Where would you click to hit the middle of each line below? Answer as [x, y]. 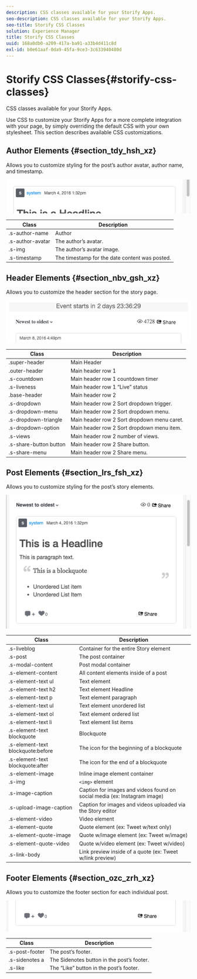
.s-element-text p [30, 698]
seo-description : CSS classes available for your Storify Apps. [86, 19]
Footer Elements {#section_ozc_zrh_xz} [80, 878]
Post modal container [105, 665]
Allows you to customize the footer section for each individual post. [87, 892]
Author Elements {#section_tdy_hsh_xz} [81, 151]
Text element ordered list [109, 714]
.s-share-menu [28, 453]
